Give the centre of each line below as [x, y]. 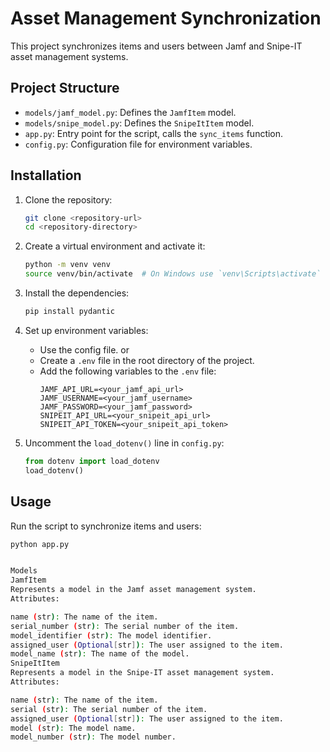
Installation [46, 175]
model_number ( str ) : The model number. [93, 737]
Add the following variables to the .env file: [128, 371]
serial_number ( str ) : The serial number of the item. [125, 626]
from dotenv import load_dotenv [92, 461]
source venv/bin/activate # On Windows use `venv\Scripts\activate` [173, 274]
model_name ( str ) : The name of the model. [100, 654]
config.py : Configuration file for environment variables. [138, 144]
